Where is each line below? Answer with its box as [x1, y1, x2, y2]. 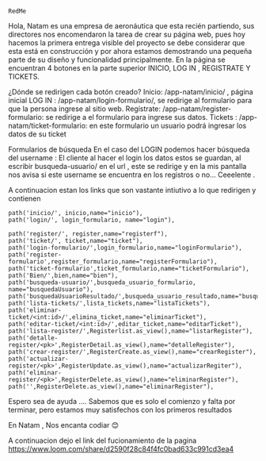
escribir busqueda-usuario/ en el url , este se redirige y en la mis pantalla [8, 162, 247, 171]
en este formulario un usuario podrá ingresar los [89, 121, 247, 130]
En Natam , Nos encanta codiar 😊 [8, 421, 120, 429]
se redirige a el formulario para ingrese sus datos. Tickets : [45, 113, 237, 121]
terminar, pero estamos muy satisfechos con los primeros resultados [8, 405, 232, 414]
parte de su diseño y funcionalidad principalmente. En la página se [8, 55, 226, 64]
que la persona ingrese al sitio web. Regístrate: [8, 104, 161, 113]
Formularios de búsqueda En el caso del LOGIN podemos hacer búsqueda [8, 144, 250, 154]
